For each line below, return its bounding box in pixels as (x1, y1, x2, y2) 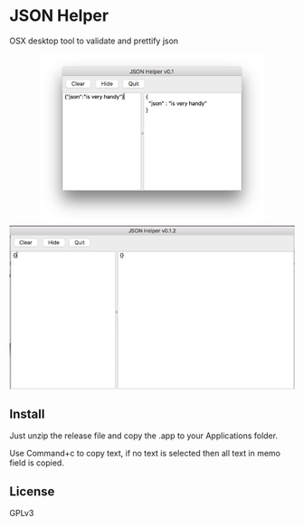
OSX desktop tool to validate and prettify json (9, 35, 179, 46)
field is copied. (9, 457, 65, 468)
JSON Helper (9, 5, 109, 26)
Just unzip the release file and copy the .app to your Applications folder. (9, 430, 279, 441)
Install (9, 406, 45, 421)
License (9, 484, 55, 499)
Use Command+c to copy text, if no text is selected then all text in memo (9, 448, 280, 459)
